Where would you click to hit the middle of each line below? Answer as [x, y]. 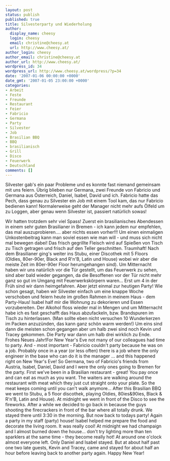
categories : [18, 85]
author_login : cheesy [28, 52]
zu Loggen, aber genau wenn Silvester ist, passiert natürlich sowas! [76, 211]
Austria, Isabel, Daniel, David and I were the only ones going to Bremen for [83, 367]
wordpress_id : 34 [24, 66]
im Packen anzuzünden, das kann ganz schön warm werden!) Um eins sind [84, 324]
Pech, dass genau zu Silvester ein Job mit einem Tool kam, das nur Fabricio [84, 201]
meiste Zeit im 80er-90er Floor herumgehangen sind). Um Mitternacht [78, 265]
